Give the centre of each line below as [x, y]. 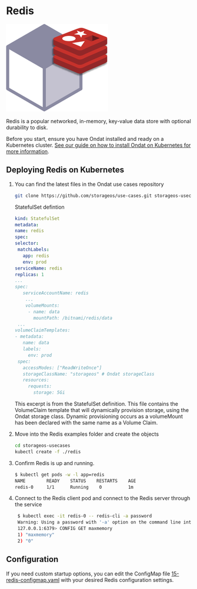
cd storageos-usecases [42, 446]
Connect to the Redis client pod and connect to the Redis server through [102, 498]
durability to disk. [27, 127]
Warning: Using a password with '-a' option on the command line [99, 522]
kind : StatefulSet [37, 218]
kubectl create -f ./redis [48, 452]
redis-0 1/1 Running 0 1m [74, 487]
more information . [28, 151]
